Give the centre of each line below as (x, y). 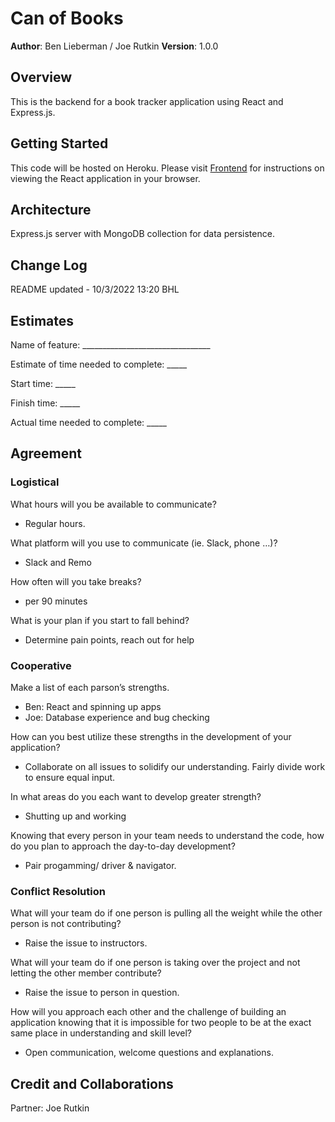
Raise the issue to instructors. (86, 943)
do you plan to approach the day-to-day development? (123, 846)
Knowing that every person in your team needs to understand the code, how (167, 835)
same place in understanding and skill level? (101, 1033)
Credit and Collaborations (92, 1083)
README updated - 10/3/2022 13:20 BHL (95, 289)
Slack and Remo (58, 562)
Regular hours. (55, 523)
